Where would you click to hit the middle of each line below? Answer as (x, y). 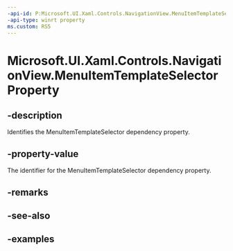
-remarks (28, 192)
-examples (31, 239)
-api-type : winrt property (46, 20)
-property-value (43, 154)
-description (35, 115)
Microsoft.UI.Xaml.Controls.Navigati (114, 61)
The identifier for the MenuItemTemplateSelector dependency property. (109, 171)
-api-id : (20, 13)
